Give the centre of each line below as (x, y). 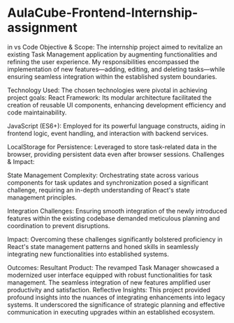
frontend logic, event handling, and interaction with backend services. (108, 133)
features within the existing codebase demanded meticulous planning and (114, 218)
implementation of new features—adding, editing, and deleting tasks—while (116, 69)
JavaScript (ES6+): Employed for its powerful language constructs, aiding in (116, 126)
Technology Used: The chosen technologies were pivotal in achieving (107, 90)
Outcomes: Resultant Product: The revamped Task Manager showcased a (113, 267)
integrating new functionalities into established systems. (88, 254)
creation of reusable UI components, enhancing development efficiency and (117, 105)
